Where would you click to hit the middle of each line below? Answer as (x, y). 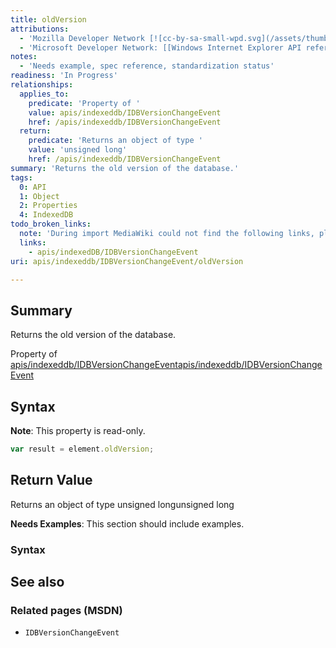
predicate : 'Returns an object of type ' (115, 141)
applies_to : (44, 94)
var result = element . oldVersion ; (82, 449)
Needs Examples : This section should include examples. (127, 523)
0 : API (33, 187)
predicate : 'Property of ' (84, 103)
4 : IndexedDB (46, 215)
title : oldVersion (48, 19)
